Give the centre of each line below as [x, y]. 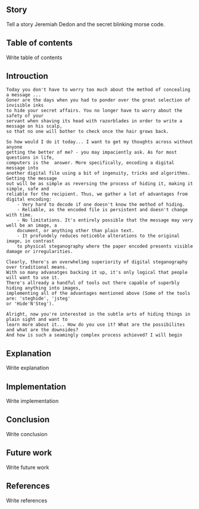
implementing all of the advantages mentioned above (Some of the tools [98, 294]
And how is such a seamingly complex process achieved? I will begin [94, 335]
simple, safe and [28, 189]
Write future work [28, 467]
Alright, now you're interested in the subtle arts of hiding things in [98, 314]
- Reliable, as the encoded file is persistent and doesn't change [102, 210]
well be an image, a [32, 226]
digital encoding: [29, 199]
